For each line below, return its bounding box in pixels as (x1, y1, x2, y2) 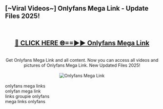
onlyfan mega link (5, 88, 41, 94)
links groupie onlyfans (5, 93, 50, 99)
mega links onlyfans (5, 98, 45, 104)
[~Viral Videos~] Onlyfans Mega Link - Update (5, 4, 149, 13)
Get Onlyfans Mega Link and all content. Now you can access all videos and (5, 57, 159, 63)
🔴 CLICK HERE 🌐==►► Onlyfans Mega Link (14, 39, 150, 47)
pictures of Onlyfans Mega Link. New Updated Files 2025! (23, 62, 141, 68)
